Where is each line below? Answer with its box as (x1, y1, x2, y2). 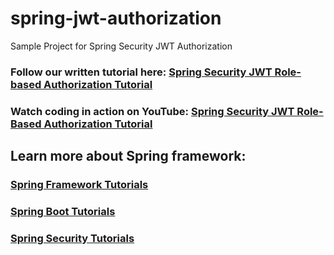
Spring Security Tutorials (10, 231, 135, 245)
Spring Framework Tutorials (10, 178, 149, 192)
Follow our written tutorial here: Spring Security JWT (10, 65, 273, 79)
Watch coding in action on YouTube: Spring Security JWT (10, 104, 295, 118)
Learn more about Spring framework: (10, 148, 247, 165)
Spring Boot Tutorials (10, 205, 116, 219)
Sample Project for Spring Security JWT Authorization (10, 40, 233, 52)
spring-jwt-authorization (10, 7, 222, 30)
